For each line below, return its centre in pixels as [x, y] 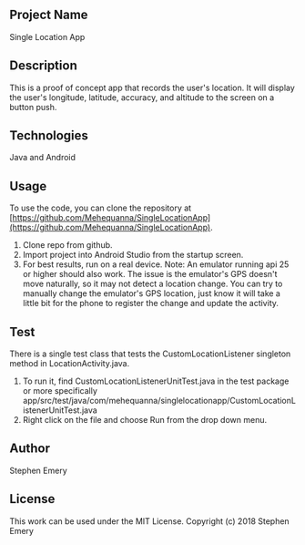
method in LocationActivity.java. [70, 364]
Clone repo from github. [67, 245]
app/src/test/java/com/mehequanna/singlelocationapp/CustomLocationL [159, 401]
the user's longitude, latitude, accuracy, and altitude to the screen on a [142, 97]
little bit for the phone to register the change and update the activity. [151, 303]
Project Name [49, 15]
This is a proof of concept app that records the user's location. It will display [152, 87]
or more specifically [60, 391]
